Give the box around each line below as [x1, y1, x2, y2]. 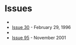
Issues [4, 3, 33, 14]
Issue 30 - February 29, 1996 [11, 24, 71, 30]
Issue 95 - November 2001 [11, 35, 66, 41]
